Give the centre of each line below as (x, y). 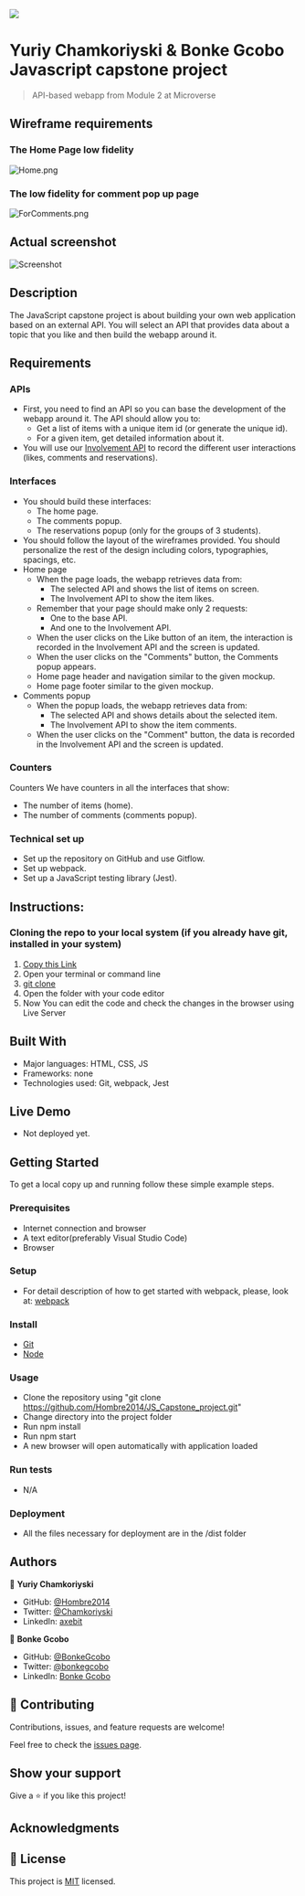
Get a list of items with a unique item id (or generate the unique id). (162, 429)
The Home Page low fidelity (72, 150)
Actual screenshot (63, 242)
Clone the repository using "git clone (92, 1398)
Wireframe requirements (81, 124)
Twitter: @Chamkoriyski (68, 1611)
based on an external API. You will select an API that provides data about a (150, 325)
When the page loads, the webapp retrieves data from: (139, 579)
